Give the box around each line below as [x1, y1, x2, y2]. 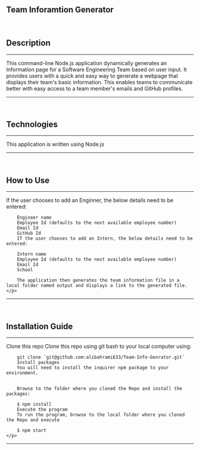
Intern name [17, 251, 46, 258]
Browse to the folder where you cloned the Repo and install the [17, 385, 183, 392]
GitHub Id [17, 230, 42, 237]
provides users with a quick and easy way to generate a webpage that [6, 72, 179, 79]
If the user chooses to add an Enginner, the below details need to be [6, 197, 174, 204]
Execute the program [17, 406, 68, 413]
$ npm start [17, 427, 46, 434]
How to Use [6, 175, 50, 185]
